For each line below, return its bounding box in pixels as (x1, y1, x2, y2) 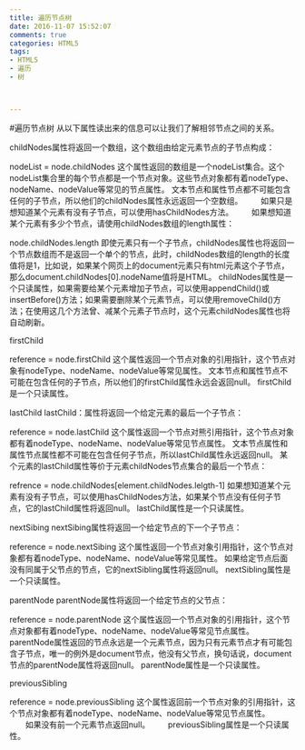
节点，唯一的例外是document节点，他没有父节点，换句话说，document (25, 647, 292, 659)
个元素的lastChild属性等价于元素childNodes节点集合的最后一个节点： (9, 460, 268, 471)
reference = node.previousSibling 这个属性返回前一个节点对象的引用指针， (9, 696, 288, 707)
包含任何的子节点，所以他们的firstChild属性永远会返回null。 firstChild (33, 376, 292, 387)
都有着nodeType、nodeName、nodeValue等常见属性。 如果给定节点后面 (16, 552, 289, 564)
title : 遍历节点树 (9, 13, 73, 23)
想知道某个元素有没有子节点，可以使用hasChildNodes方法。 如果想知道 (9, 206, 292, 217)
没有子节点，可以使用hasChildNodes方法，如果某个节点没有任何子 (25, 491, 274, 502)
